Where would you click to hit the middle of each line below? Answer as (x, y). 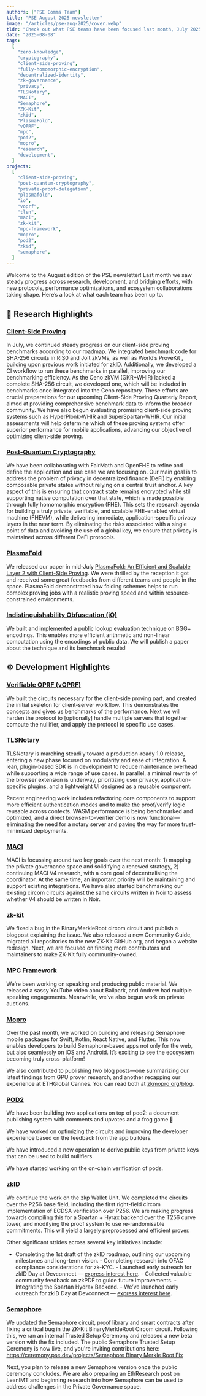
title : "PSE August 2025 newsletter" (55, 18)
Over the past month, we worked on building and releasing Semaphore (96, 1033)
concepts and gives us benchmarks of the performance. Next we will (93, 711)
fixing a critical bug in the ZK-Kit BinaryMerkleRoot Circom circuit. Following (102, 1329)
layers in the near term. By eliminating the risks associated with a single (97, 524)
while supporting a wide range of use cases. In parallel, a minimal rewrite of (102, 773)
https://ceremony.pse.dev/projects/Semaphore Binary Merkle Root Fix (95, 1355)
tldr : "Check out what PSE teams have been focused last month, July (97, 29)
